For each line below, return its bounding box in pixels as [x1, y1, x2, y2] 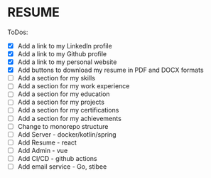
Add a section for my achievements [17, 114, 122, 122]
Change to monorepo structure [17, 122, 109, 130]
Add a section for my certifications [17, 106, 119, 115]
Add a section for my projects [17, 98, 105, 107]
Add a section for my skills [17, 74, 96, 83]
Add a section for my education [17, 90, 110, 98]
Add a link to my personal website [17, 58, 117, 66]
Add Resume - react [17, 138, 77, 147]
